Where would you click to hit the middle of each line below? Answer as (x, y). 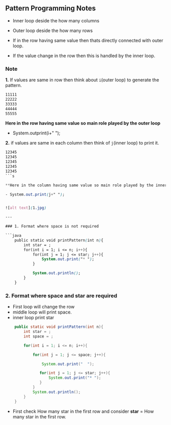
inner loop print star (33, 318)
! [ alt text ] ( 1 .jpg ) (26, 208)
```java (13, 236)
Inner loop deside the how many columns (56, 20)
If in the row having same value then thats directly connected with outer (88, 40)
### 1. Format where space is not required (52, 226)
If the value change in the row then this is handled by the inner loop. (84, 55)
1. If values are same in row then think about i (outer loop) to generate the (82, 80)
